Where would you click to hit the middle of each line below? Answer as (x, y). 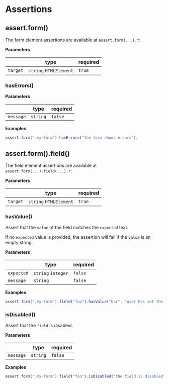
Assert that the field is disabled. (39, 326)
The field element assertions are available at (51, 165)
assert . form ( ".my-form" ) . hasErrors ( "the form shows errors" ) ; (72, 138)
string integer (51, 273)
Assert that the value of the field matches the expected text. (67, 228)
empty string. (19, 243)
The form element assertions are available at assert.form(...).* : (73, 40)
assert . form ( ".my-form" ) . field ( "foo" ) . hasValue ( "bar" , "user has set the (84, 302)
